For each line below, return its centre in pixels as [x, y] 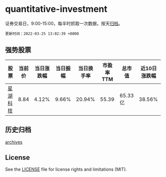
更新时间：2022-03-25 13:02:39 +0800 [42, 34]
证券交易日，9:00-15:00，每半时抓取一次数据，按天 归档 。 [64, 23]
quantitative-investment [56, 9]
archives [14, 142]
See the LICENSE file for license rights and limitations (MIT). [66, 170]
